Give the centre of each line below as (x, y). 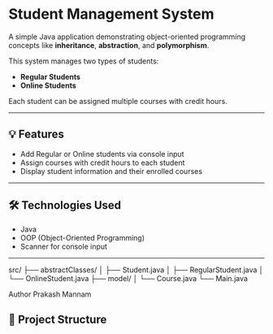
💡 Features (37, 134)
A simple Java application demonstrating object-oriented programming (127, 37)
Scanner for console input (64, 246)
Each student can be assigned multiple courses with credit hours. (118, 101)
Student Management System (111, 14)
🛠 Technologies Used (65, 205)
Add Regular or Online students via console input (102, 154)
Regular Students (50, 76)
